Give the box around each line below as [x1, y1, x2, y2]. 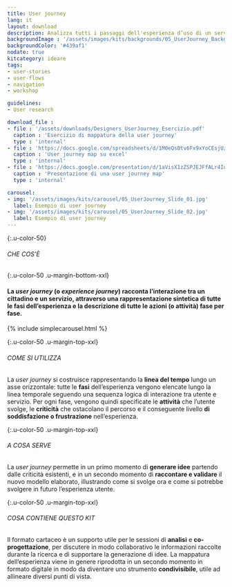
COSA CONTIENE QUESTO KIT [7, 514, 95, 523]
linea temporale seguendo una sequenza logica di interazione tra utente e [7, 390, 217, 398]
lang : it [7, 17, 32, 24]
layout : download [7, 23, 57, 30]
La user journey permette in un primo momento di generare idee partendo [7, 462, 219, 471]
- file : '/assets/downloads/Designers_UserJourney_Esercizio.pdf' [7, 125, 206, 132]
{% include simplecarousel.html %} [7, 325, 108, 333]
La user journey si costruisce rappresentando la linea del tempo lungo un [7, 375, 216, 383]
